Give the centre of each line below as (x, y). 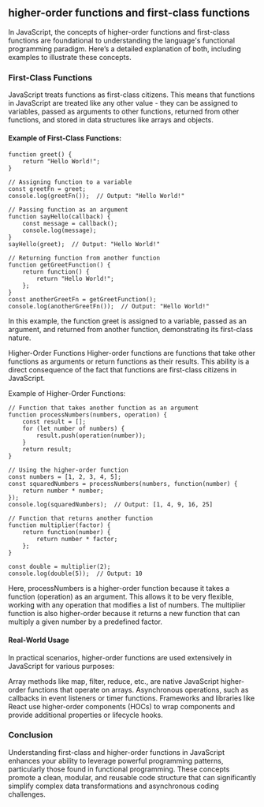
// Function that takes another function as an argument (104, 408)
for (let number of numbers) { (74, 429)
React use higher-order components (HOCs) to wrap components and (122, 706)
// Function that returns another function (81, 519)
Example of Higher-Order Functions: (67, 394)
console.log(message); (59, 231)
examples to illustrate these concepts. (70, 57)
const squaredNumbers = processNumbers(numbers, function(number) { (123, 484)
